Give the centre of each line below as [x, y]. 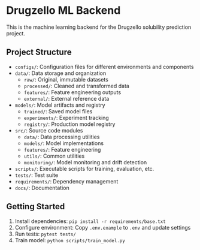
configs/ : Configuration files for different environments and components [104, 67]
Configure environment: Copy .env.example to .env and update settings [103, 227]
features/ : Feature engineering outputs [72, 92]
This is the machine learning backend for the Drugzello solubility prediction [99, 27]
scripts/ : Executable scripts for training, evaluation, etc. [84, 168]
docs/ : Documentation [42, 188]
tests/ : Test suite [37, 175]
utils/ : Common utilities [54, 156]
